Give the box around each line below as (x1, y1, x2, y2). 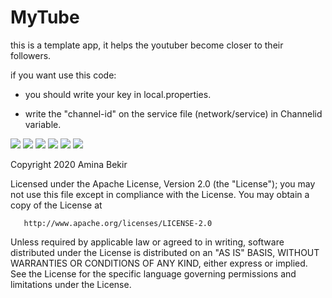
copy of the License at (10, 199, 103, 211)
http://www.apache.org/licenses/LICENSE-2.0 (23, 218, 213, 228)
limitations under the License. (10, 278, 132, 290)
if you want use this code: (10, 69, 117, 81)
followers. (10, 49, 52, 61)
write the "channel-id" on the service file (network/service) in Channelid (24, 107, 323, 120)
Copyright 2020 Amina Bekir (10, 158, 128, 170)
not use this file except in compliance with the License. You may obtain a (10, 188, 310, 200)
